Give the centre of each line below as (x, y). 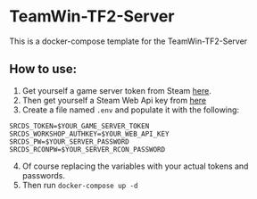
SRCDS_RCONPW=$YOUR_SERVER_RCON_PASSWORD (87, 149)
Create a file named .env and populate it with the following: (130, 110)
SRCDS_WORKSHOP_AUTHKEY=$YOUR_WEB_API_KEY (89, 134)
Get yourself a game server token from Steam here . (117, 90)
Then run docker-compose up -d (80, 185)
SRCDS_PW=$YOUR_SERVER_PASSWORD (69, 141)
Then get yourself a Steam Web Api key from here (114, 100)
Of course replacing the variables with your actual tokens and (135, 166)
